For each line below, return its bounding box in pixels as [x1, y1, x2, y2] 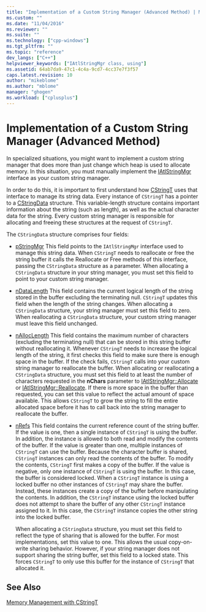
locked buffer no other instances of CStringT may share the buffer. [15, 481, 183, 488]
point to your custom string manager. [15, 275, 109, 283]
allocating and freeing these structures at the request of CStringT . [6, 219, 173, 226]
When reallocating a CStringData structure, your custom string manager [15, 313, 197, 320]
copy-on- [168, 538, 193, 546]
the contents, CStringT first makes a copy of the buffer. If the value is [15, 461, 190, 468]
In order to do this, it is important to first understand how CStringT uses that [6, 186, 198, 194]
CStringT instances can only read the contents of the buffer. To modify [15, 454, 194, 461]
